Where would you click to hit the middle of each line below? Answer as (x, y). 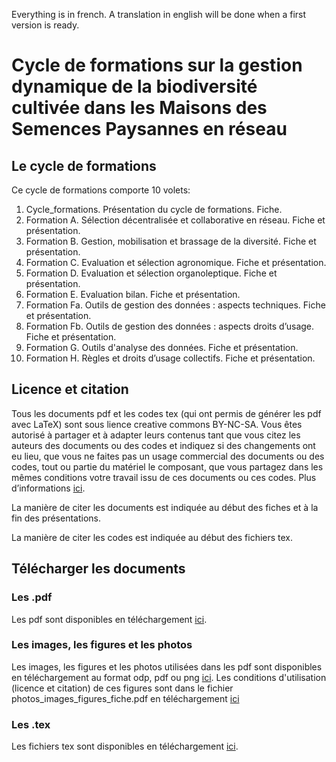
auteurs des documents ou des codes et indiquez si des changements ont (163, 445)
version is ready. (45, 25)
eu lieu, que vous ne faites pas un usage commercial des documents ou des (168, 456)
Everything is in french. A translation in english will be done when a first (159, 14)
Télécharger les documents (98, 569)
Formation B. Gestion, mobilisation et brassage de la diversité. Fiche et (171, 241)
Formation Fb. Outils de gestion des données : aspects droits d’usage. (170, 326)
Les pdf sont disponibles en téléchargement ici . (109, 619)
